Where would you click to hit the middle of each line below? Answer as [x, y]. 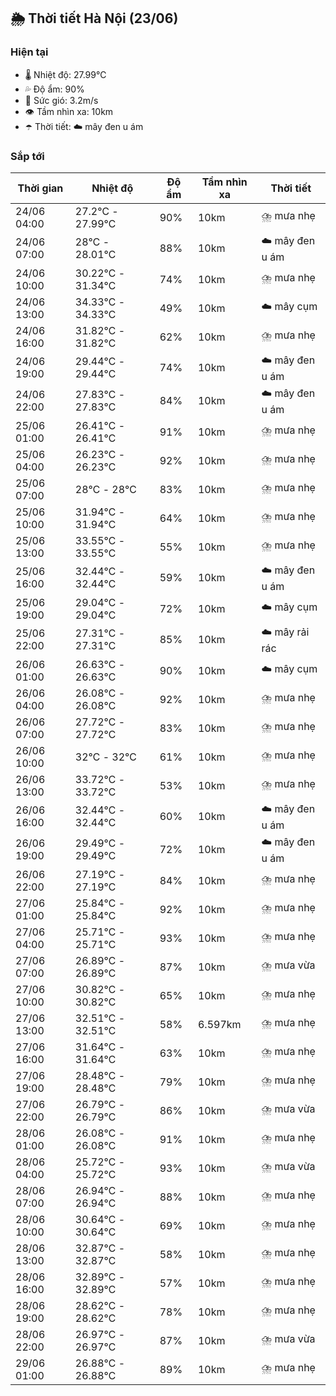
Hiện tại [29, 52]
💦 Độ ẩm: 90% [54, 89]
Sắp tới [27, 156]
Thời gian [40, 188]
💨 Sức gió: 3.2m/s [61, 100]
